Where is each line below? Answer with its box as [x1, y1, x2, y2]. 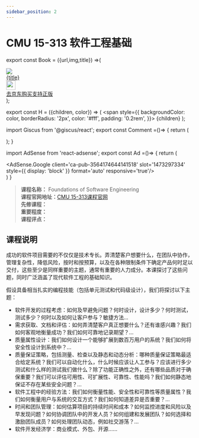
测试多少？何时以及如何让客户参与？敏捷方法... [14, 314, 129, 321]
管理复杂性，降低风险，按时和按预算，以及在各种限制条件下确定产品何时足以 [6, 259, 193, 266]
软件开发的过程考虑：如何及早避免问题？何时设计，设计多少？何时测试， [14, 306, 191, 314]
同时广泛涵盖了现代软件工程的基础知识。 [16, 274, 115, 281]
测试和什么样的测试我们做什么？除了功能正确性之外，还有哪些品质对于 [14, 366, 187, 373]
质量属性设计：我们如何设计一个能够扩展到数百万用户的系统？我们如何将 [14, 336, 191, 343]
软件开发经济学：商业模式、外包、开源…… [14, 426, 117, 433]
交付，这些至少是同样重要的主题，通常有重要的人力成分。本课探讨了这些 [6, 266, 182, 274]
